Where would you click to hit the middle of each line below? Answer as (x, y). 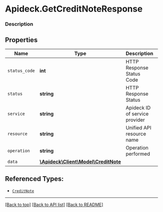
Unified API (138, 128)
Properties (21, 40)
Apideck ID (138, 108)
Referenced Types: (34, 179)
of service (137, 114)
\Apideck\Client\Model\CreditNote (80, 162)
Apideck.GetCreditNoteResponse (74, 9)
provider (135, 120)
